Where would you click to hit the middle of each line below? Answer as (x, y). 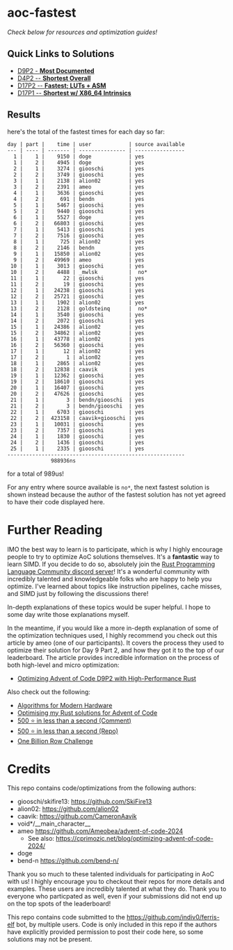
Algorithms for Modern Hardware (65, 705)
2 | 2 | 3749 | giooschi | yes (79, 175)
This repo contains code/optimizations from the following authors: (102, 788)
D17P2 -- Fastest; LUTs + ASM (62, 86)
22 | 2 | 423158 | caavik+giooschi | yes (77, 418)
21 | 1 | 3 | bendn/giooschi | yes (77, 400)
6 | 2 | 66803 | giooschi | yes (79, 223)
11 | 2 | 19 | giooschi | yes (77, 284)
